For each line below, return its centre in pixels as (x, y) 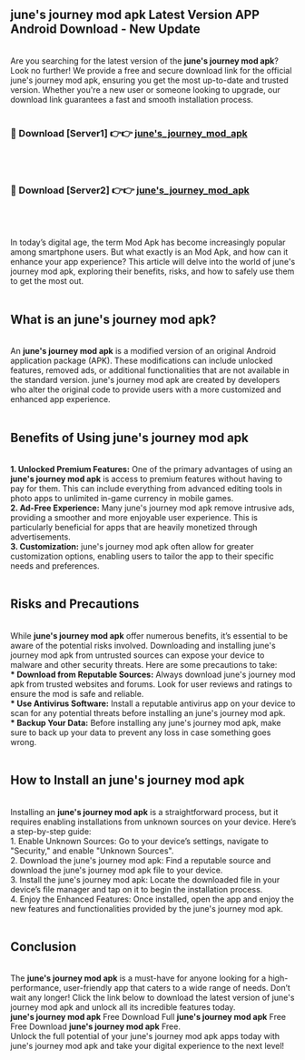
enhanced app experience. (61, 399)
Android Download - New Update (105, 30)
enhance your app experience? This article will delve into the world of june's (153, 262)
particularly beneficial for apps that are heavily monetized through (134, 528)
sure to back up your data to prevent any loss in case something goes (141, 732)
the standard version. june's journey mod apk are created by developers (145, 380)
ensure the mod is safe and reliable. (77, 693)
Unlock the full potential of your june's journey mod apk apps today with (145, 1036)
